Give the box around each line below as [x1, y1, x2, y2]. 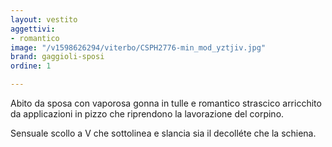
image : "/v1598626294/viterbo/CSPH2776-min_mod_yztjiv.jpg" [10, 42, 267, 53]
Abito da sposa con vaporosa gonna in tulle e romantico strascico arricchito [10, 97, 322, 109]
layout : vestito [10, 14, 78, 25]
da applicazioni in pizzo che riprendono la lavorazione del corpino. [10, 108, 285, 120]
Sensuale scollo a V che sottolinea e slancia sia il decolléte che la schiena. [10, 127, 317, 139]
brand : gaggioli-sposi [10, 52, 105, 62]
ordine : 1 [10, 61, 52, 71]
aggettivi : [10, 24, 56, 34]
